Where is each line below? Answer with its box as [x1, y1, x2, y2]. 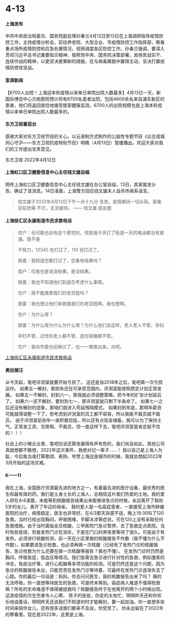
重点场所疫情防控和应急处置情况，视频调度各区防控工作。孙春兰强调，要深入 [5, 46, 165, 52]
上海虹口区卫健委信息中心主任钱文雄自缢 [5, 169, 90, 175]
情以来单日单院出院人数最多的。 [5, 108, 72, 115]
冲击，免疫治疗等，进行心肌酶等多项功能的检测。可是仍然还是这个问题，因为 [5, 561, 165, 567]
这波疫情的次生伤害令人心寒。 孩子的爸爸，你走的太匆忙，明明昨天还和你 [5, 592, 157, 598]
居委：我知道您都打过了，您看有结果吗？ [17, 258, 102, 264]
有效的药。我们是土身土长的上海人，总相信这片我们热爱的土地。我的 [18, 491, 160, 497]
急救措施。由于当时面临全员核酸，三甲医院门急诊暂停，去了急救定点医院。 [5, 523, 160, 529]
